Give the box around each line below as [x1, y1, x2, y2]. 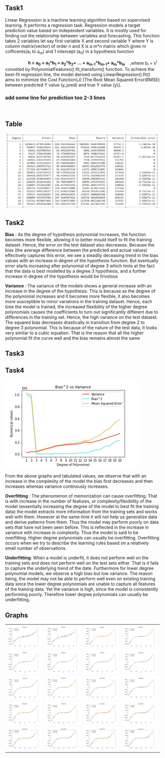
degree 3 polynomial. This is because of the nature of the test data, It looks [5, 325, 157, 331]
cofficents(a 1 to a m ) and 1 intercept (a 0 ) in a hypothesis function [5, 48, 134, 56]
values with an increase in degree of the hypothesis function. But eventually [5, 258, 159, 264]
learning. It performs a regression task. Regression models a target [5, 22, 140, 28]
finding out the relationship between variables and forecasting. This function [5, 32, 160, 38]
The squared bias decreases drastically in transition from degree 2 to [5, 319, 145, 325]
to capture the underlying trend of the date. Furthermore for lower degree [5, 566, 154, 571]
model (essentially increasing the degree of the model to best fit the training [5, 504, 159, 509]
